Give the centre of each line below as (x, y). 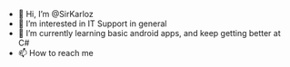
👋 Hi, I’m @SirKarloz (55, 14)
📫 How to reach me (55, 53)
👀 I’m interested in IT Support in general (92, 24)
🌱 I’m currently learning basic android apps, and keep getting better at (150, 33)
